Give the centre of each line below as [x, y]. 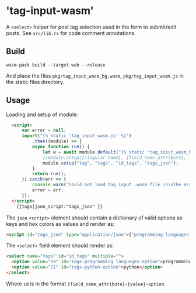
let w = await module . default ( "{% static [94, 152]
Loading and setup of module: [42, 114]
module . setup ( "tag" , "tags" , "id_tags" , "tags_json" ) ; [111, 163]
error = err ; [48, 190]
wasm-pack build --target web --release [56, 65]
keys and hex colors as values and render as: [60, 224]
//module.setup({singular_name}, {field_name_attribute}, [115, 158]
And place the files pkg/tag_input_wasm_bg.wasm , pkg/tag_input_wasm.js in [95, 76]
